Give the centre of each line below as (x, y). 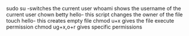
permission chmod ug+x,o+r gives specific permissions (74, 27)
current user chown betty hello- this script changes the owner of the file (94, 15)
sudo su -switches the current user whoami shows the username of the (94, 8)
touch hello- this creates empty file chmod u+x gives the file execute (90, 21)
